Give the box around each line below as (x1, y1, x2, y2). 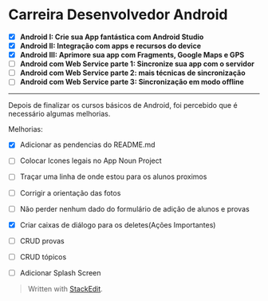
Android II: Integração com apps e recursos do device (19, 42, 202, 50)
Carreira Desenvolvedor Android (8, 6, 228, 24)
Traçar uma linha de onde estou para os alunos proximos (19, 172, 207, 181)
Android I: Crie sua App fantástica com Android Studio (19, 32, 204, 42)
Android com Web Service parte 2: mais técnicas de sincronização (19, 68, 246, 77)
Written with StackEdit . (27, 283, 104, 293)
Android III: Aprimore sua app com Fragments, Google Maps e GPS (19, 50, 245, 60)
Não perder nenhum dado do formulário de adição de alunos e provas (19, 204, 250, 213)
